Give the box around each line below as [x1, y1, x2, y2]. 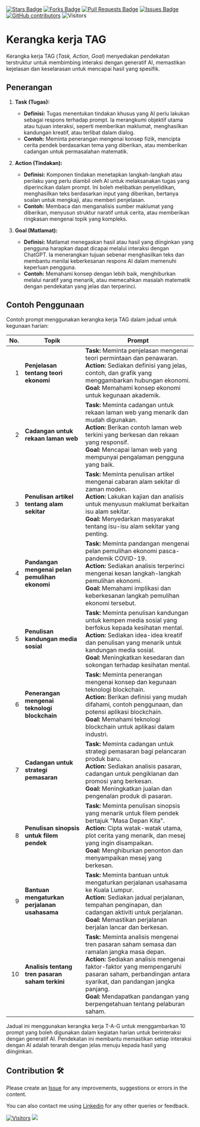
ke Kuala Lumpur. [85, 886, 134, 894]
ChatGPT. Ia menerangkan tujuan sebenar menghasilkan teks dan [23, 251, 185, 258]
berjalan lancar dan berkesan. [85, 923, 168, 931]
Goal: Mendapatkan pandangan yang [85, 992, 189, 1001]
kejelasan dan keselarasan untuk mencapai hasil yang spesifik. [6, 65, 160, 72]
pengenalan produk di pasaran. [85, 791, 173, 800]
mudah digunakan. [85, 415, 137, 424]
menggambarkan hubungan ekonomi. [85, 376, 190, 384]
